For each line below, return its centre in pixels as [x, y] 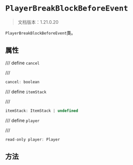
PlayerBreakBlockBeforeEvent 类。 [41, 33]
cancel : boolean [22, 82]
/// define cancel [22, 63]
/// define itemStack [26, 92]
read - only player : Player [32, 139]
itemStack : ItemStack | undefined [42, 111]
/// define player [22, 120]
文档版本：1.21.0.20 [38, 22]
